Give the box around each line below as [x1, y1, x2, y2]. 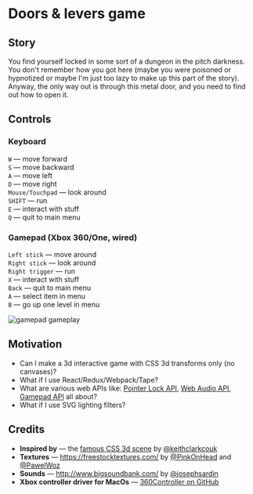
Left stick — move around [8, 249, 96, 259]
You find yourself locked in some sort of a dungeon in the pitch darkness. [8, 56, 245, 66]
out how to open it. [8, 90, 69, 99]
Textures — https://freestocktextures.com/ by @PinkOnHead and [19, 452, 232, 461]
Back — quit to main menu [8, 283, 92, 292]
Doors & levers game [8, 5, 146, 23]
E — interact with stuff [8, 204, 80, 213]
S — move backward [8, 162, 74, 172]
